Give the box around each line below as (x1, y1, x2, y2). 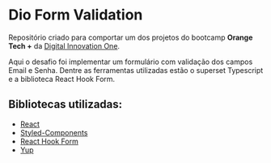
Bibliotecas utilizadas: (8, 97, 123, 111)
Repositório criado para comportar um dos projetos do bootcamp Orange (8, 32, 253, 42)
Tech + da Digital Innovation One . (8, 41, 120, 50)
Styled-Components (19, 127, 88, 137)
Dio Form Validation (8, 6, 143, 24)
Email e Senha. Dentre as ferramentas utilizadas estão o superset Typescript (8, 65, 264, 75)
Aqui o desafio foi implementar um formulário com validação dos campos (8, 57, 253, 66)
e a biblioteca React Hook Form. (8, 74, 116, 84)
